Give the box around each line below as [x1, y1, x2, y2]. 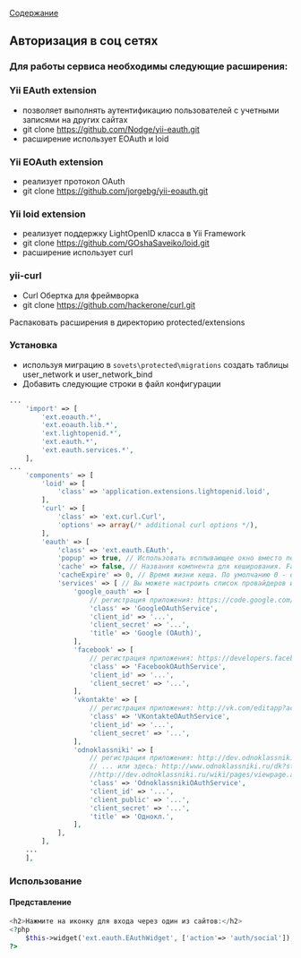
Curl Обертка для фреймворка [21, 290, 140, 301]
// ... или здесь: [89, 762, 159, 771]
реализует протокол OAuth [21, 175, 125, 186]
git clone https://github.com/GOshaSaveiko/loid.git [21, 237, 211, 249]
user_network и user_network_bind [21, 369, 153, 380]
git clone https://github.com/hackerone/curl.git [21, 299, 195, 310]
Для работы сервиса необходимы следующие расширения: [9, 60, 288, 73]
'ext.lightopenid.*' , [41, 429, 123, 438]
